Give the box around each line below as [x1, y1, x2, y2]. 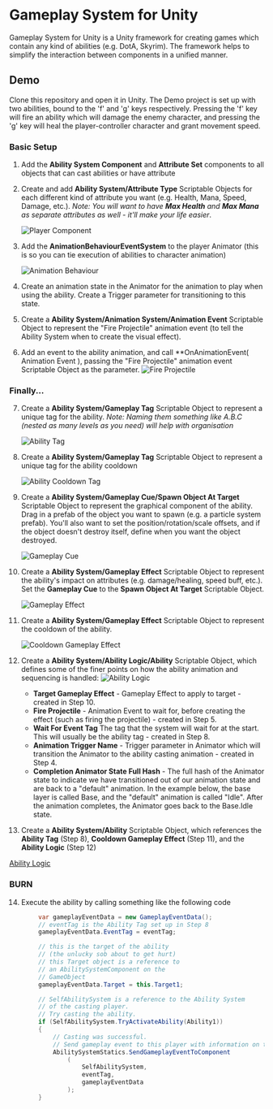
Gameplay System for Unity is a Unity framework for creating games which [9, 32, 259, 42]
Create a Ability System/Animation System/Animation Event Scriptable [20, 314, 264, 324]
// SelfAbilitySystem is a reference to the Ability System [38, 995, 245, 1003]
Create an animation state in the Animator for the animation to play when [20, 282, 263, 292]
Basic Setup [9, 141, 58, 152]
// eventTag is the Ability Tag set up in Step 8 [38, 921, 209, 929]
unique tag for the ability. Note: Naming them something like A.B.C [20, 412, 242, 422]
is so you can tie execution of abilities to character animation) [20, 250, 226, 260]
